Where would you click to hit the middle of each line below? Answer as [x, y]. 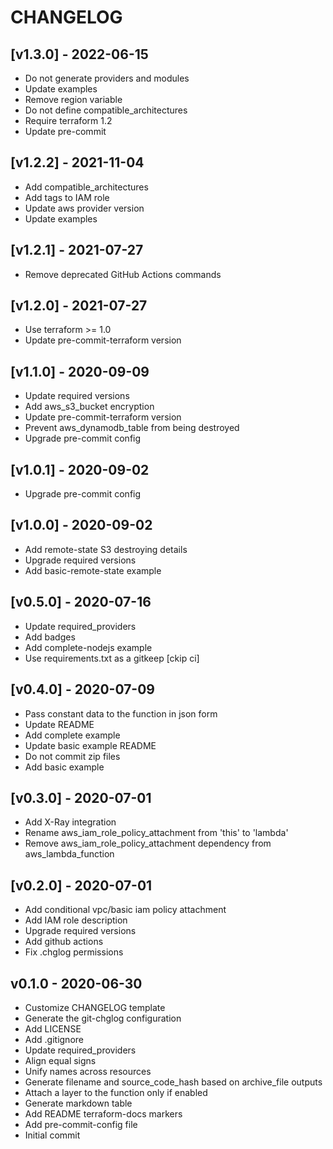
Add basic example [64, 767]
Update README [59, 724]
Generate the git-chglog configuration [103, 1018]
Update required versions [77, 396]
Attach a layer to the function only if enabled [116, 1092]
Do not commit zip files [72, 756]
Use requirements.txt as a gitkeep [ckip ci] [112, 658]
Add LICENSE [53, 1028]
